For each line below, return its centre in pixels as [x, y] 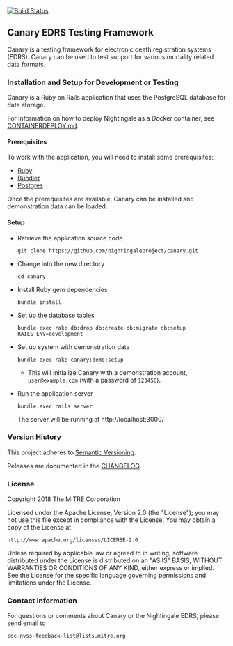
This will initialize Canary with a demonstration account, [107, 372]
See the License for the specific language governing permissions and [107, 576]
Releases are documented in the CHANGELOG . [74, 466]
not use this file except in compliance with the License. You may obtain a [111, 520]
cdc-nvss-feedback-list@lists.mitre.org [67, 636]
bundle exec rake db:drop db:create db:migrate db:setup [102, 328]
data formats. [26, 64]
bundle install [39, 302]
